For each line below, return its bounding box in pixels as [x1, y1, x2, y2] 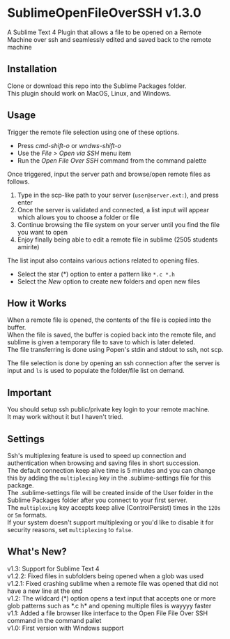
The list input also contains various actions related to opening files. [7, 256, 200, 265]
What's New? [7, 546, 68, 558]
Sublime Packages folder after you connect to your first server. [7, 496, 188, 504]
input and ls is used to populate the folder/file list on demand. [7, 367, 185, 375]
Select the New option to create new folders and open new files [17, 277, 201, 286]
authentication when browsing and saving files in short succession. [7, 459, 201, 467]
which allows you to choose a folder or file [17, 213, 139, 221]
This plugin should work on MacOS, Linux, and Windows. [7, 89, 171, 97]
